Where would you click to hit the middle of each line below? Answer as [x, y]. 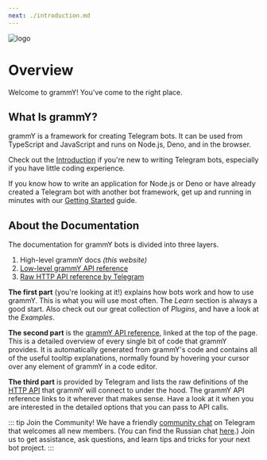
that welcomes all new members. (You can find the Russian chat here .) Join [132, 431]
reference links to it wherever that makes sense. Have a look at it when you [131, 399]
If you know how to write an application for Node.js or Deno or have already [132, 184]
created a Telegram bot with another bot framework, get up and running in [130, 192]
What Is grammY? [53, 117]
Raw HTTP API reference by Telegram [82, 277]
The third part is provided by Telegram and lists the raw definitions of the [128, 382]
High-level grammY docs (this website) [83, 260]
